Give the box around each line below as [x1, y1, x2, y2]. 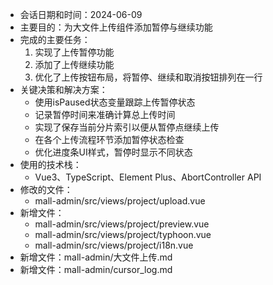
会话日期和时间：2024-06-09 [19, 9, 143, 20]
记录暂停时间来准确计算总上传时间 [34, 109, 176, 120]
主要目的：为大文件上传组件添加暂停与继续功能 [19, 21, 213, 33]
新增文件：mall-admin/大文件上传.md [19, 251, 173, 263]
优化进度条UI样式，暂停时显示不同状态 [34, 146, 193, 158]
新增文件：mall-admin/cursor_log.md [19, 264, 173, 275]
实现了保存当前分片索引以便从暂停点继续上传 [34, 121, 220, 133]
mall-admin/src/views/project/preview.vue [34, 218, 210, 230]
